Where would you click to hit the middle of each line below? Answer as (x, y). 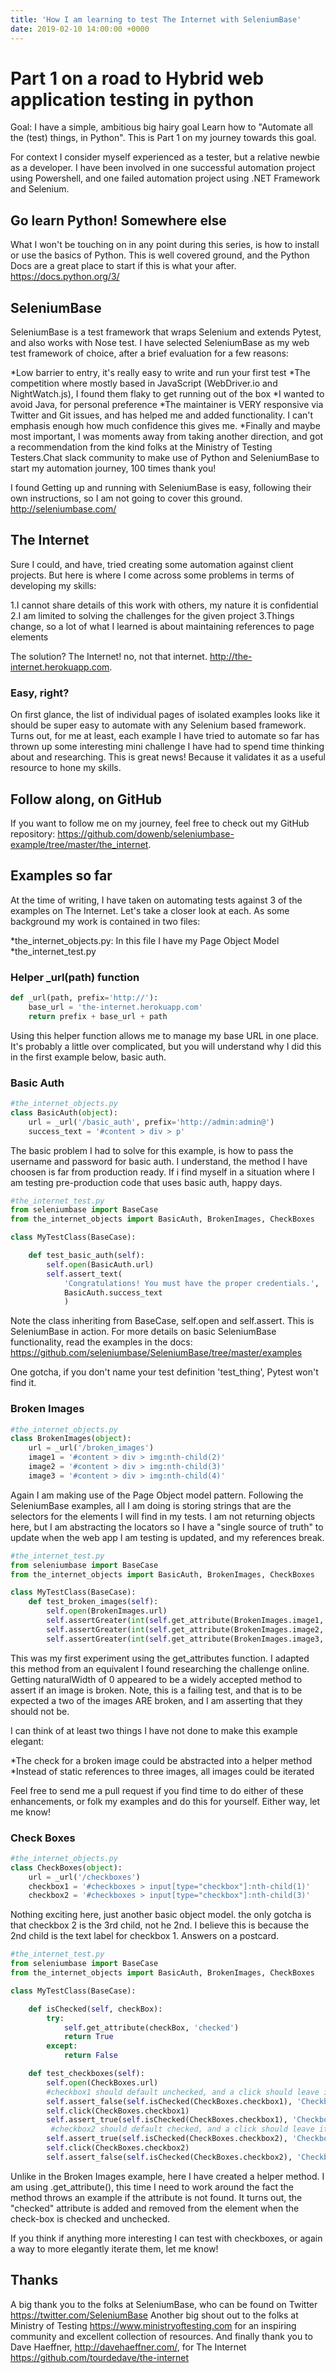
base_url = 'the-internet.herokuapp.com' (115, 1007)
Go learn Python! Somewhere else (118, 220)
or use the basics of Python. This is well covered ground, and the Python (160, 255)
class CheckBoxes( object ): (66, 1867)
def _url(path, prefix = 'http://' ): (84, 998)
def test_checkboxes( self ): (86, 2074)
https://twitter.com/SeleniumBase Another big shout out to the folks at (154, 2315)
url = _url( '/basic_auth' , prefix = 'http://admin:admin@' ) (151, 1122)
